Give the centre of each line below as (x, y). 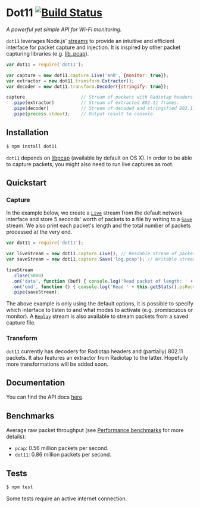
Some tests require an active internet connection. (67, 498)
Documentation (36, 383)
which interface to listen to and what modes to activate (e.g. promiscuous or (100, 310)
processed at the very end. (39, 232)
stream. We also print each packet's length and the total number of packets (99, 226)
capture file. (21, 323)
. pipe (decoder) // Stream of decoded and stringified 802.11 (104, 108)
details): (16, 437)
